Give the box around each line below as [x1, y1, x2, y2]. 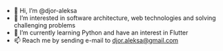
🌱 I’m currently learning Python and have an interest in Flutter [13, 28, 188, 37]
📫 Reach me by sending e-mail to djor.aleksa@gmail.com [13, 37, 179, 44]
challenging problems [13, 21, 76, 29]
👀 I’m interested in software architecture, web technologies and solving [13, 14, 216, 22]
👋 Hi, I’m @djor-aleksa [13, 7, 77, 14]
